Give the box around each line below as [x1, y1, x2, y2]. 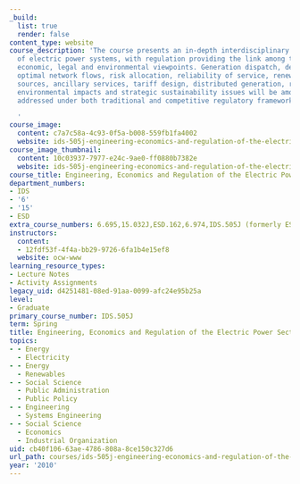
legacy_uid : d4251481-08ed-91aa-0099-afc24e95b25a [9, 287, 202, 296]
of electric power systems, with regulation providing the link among [17, 54, 286, 63]
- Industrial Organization [17, 436, 118, 445]
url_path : [9, 453, 46, 462]
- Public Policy [17, 395, 78, 404]
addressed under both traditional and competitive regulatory [17, 96, 254, 105]
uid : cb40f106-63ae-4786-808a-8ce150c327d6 [9, 444, 174, 454]
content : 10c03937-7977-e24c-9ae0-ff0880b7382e [17, 154, 198, 163]
